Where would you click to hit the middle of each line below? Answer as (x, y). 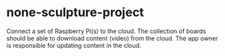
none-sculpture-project (75, 12)
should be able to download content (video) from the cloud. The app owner (112, 38)
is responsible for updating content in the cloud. (74, 45)
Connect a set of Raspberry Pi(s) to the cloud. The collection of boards (106, 31)
